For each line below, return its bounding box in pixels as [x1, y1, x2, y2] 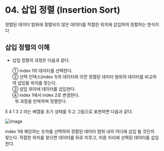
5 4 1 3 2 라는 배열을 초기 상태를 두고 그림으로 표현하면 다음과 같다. [5, 108, 133, 114]
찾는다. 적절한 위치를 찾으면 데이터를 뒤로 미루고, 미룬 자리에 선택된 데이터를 [5, 134, 150, 140]
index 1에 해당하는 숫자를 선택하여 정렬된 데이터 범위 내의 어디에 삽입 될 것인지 [5, 128, 155, 134]
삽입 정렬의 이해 [5, 43, 50, 52]
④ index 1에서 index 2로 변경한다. [12, 92, 80, 98]
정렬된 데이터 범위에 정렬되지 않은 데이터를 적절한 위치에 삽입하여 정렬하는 [5, 22, 146, 27]
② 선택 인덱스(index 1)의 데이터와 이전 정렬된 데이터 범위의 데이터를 [12, 74, 144, 80]
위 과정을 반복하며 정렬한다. [14, 98, 68, 104]
